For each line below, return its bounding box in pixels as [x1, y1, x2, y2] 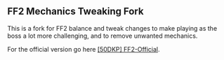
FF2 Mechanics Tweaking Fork [7, 6, 144, 17]
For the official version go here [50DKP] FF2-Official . [7, 45, 160, 53]
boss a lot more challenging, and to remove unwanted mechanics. [7, 31, 198, 40]
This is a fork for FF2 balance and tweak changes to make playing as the [7, 24, 218, 32]
